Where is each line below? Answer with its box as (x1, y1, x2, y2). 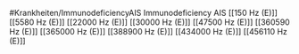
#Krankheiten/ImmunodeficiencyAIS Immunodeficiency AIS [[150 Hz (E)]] (9, 8, 278, 18)
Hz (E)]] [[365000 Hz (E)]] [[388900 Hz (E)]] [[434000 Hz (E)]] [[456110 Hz (9, 27, 288, 36)
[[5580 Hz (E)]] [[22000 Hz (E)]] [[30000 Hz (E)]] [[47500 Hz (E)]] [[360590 (9, 17, 290, 27)
